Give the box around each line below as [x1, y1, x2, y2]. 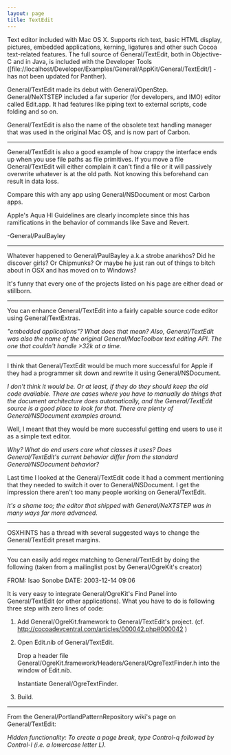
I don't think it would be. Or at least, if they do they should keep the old [7, 382, 208, 390]
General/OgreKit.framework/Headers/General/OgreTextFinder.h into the [16, 659, 220, 667]
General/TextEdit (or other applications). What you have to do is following [7, 597, 215, 605]
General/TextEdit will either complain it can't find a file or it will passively [7, 162, 212, 171]
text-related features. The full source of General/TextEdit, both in [7, 50, 191, 59]
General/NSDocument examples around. [7, 411, 122, 420]
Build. [16, 692, 34, 701]
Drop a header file [16, 651, 69, 659]
